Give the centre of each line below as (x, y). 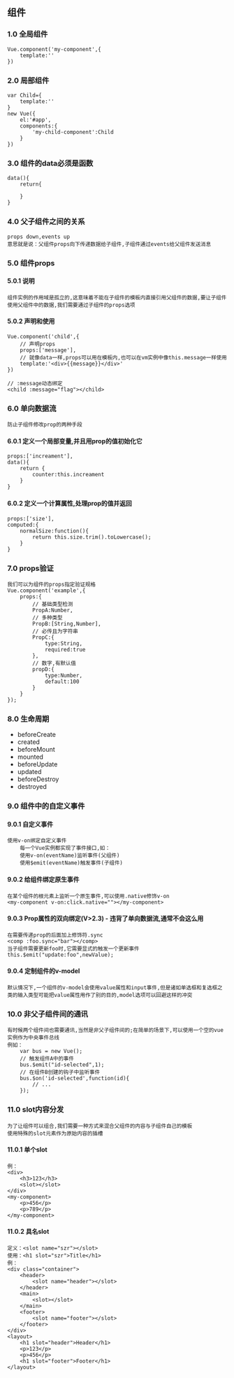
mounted (30, 757)
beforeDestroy (38, 779)
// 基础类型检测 (53, 604)
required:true (65, 649)
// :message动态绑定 (35, 383)
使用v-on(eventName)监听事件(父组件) (70, 856)
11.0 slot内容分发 (36, 1110)
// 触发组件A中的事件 (47, 1059)
